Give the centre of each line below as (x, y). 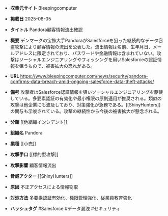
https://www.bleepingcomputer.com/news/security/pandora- (84, 76)
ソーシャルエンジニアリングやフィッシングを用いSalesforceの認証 (88, 60)
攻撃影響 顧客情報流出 (33, 165)
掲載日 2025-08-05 (31, 19)
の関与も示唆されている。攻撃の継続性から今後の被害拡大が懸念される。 (86, 111)
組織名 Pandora (26, 133)
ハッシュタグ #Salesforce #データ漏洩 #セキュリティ (65, 209)
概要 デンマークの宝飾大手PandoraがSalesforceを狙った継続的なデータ (84, 40)
